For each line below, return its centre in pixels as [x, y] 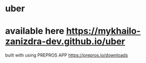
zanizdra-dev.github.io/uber [65, 42]
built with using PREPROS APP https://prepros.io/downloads [67, 55]
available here [35, 31]
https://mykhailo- [104, 31]
